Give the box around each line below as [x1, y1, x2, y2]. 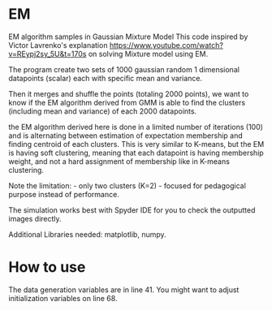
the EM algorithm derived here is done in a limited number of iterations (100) [8, 122, 264, 131]
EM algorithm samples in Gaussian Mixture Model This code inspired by [8, 32, 248, 41]
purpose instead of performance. [8, 189, 119, 199]
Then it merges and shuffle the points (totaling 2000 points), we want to [8, 88, 249, 98]
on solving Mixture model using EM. [88, 49, 209, 58]
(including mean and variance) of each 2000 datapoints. [8, 106, 197, 116]
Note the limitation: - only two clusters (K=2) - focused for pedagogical [8, 180, 246, 191]
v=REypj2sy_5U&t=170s [8, 49, 87, 58]
